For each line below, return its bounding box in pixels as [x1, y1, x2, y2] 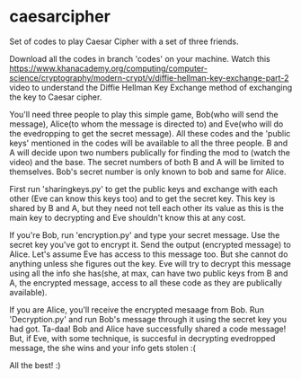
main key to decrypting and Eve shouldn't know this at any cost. [9, 212, 246, 223]
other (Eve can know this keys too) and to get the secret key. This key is [9, 193, 276, 204]
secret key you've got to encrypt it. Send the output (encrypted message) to [9, 239, 292, 250]
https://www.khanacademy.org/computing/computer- [9, 63, 208, 74]
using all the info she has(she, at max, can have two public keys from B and [9, 268, 288, 278]
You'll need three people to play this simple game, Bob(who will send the [9, 109, 279, 119]
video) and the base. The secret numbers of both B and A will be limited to [9, 156, 285, 167]
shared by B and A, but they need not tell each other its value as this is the [9, 202, 285, 213]
